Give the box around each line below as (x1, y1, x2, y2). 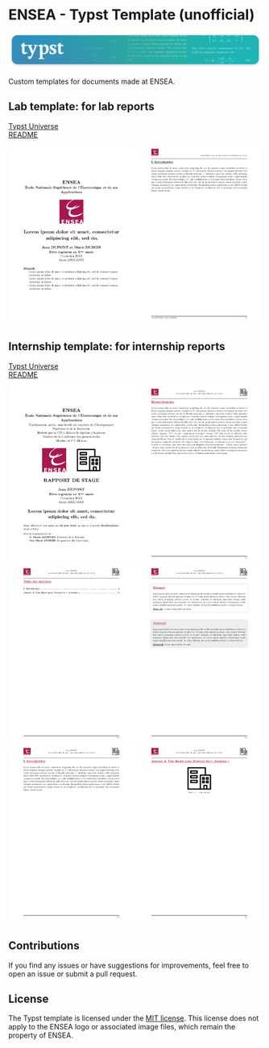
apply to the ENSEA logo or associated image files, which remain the (8, 1022, 236, 1032)
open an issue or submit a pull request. (8, 968, 138, 979)
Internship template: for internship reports (8, 340, 226, 353)
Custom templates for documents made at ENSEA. (8, 76, 176, 86)
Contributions (8, 939, 80, 953)
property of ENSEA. (8, 1030, 74, 1040)
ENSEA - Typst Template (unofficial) (8, 6, 255, 24)
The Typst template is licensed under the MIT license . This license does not (8, 1013, 259, 1023)
